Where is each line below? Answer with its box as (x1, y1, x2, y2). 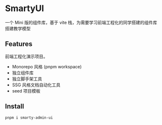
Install (5, 102, 24, 110)
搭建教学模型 (5, 25, 31, 31)
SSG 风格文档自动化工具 (12, 82, 61, 88)
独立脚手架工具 (12, 76, 42, 81)
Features (5, 40, 32, 48)
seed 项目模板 (12, 88, 41, 94)
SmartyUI (5, 3, 45, 14)
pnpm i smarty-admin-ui (5, 115, 53, 120)
